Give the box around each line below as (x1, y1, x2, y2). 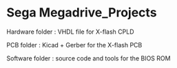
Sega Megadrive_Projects (6, 5, 157, 21)
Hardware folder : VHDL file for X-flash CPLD (6, 27, 134, 36)
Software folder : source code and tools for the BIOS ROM (6, 54, 171, 63)
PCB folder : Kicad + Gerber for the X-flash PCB (6, 41, 143, 49)
